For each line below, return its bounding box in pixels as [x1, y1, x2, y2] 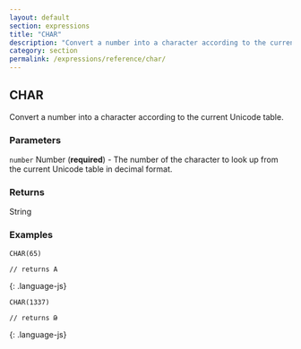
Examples [9, 229, 54, 242]
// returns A [9, 265, 58, 274]
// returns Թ [9, 313, 58, 322]
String [9, 207, 32, 217]
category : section [9, 47, 78, 55]
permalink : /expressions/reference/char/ [9, 55, 167, 64]
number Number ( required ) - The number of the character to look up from [9, 154, 279, 166]
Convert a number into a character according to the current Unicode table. [9, 111, 284, 122]
